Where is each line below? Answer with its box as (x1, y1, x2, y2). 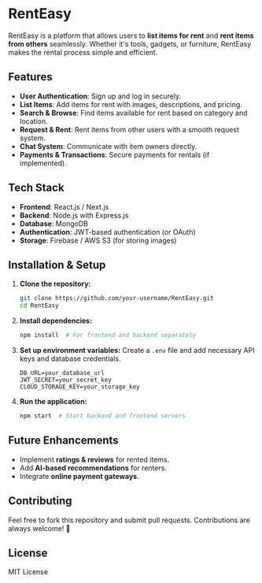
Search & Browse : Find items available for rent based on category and (19, 108, 248, 117)
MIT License (8, 567, 49, 577)
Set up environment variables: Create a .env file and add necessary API (19, 346, 255, 355)
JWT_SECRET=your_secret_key (19, 376, 112, 384)
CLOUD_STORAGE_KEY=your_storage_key (19, 383, 140, 391)
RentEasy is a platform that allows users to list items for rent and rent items (8, 31, 254, 40)
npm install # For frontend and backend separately (19, 332, 197, 340)
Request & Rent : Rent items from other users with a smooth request (19, 124, 240, 134)
